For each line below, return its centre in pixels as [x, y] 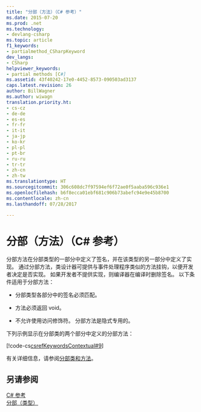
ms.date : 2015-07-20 [32, 18]
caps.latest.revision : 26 [39, 86]
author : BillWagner [31, 91]
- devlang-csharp [28, 35]
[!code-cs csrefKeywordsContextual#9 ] [55, 346]
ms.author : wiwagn [29, 97]
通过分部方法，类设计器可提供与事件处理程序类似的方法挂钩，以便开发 [106, 267]
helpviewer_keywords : [34, 68]
